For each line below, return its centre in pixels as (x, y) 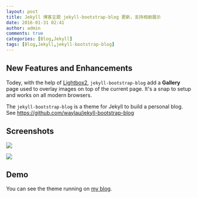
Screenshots (30, 131)
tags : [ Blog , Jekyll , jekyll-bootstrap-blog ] (60, 45)
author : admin (24, 28)
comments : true (25, 34)
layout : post (22, 11)
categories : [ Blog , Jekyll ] (39, 39)
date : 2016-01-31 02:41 (35, 22)
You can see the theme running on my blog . (59, 189)
